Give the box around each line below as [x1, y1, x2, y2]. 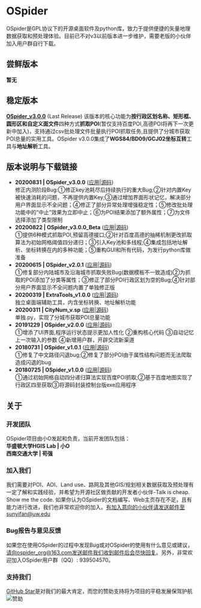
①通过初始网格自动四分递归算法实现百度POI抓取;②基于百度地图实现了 [14, 374, 193, 381]
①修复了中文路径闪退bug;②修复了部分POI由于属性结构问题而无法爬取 [14, 351, 192, 358]
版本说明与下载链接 [6, 161, 77, 172]
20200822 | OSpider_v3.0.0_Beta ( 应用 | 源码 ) [14, 224, 129, 231]
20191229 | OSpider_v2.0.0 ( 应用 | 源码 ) [14, 321, 112, 328]
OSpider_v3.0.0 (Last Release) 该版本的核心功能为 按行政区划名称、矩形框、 [6, 112, 194, 119]
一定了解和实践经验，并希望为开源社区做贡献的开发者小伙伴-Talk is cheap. [6, 489, 190, 496]
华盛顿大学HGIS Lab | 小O [6, 442, 70, 450]
